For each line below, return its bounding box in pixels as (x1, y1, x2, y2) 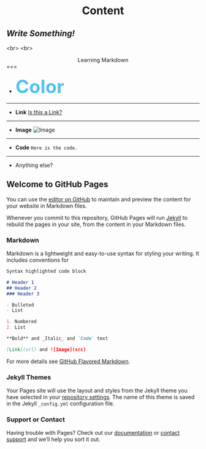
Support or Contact (6, 415, 66, 424)
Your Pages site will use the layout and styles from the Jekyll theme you (6, 387, 188, 394)
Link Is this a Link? (15, 109, 63, 115)
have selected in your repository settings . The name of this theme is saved (6, 394, 195, 401)
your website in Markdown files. (6, 202, 87, 209)
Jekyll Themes (6, 373, 51, 381)
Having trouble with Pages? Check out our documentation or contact (6, 429, 180, 437)
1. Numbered (6, 319, 37, 325)
